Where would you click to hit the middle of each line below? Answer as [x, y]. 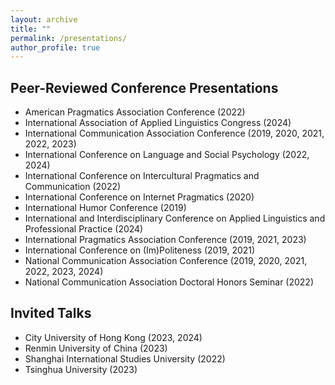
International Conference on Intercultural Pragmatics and [142, 176]
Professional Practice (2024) [84, 229]
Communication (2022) [73, 187]
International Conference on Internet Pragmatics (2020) [139, 197]
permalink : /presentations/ [69, 38]
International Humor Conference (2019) [105, 208]
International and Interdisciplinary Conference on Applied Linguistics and [175, 218]
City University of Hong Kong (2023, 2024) [113, 337]
